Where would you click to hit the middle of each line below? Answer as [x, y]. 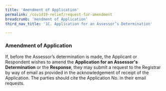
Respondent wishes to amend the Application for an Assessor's [72, 62]
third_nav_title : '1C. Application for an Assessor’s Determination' [79, 24]
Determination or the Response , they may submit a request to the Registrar [83, 67]
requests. [15, 83]
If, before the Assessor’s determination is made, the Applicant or [71, 56]
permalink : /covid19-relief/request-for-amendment [59, 14]
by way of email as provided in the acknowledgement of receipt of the [77, 72]
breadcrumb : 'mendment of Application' [47, 19]
